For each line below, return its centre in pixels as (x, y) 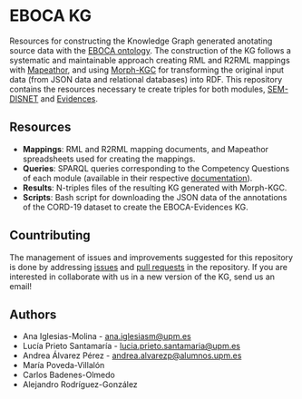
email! (21, 286)
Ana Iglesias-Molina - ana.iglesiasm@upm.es (107, 336)
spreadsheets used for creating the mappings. (109, 159)
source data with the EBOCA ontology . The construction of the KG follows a (151, 50)
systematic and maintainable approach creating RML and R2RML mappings (150, 60)
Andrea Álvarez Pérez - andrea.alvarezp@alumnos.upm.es (132, 355)
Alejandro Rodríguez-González (80, 384)
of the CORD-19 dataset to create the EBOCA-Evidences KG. (135, 207)
